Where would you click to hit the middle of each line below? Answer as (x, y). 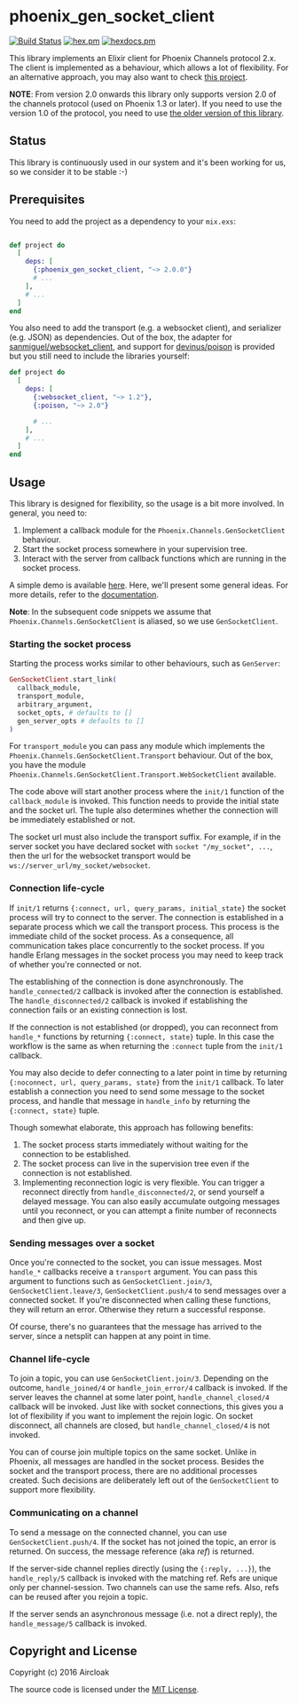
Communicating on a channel (74, 1513)
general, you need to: (48, 513)
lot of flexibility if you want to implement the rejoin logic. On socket (131, 1416)
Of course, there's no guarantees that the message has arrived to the (136, 1327)
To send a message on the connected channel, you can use (118, 1532)
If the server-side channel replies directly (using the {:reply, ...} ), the (140, 1568)
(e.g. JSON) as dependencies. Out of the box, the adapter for (121, 337)
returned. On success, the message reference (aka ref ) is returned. (132, 1551)
